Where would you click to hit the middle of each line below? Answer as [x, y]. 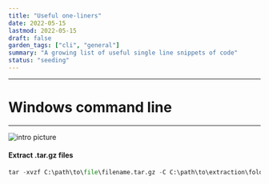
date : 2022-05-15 [37, 23]
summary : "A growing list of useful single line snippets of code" [123, 53]
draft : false [30, 38]
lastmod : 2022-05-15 [43, 30]
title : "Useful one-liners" [55, 16]
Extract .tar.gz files [41, 155]
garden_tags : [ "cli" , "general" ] [64, 46]
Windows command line [90, 108]
